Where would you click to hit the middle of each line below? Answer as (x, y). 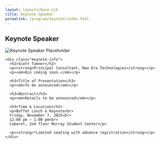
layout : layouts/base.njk (32, 10)
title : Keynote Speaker (30, 14)
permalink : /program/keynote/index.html (47, 19)
